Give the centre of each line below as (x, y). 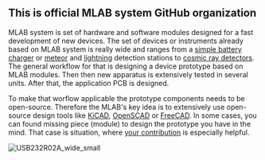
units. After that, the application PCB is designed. (89, 83)
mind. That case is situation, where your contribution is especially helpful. (129, 132)
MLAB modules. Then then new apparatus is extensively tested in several (128, 74)
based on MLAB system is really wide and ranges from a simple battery (125, 49)
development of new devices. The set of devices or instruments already (126, 41)
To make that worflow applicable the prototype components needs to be (127, 98)
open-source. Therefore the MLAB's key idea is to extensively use (117, 107)
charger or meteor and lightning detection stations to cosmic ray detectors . (131, 57)
